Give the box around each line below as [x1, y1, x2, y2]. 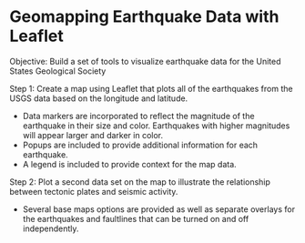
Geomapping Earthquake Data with [9, 6, 280, 27]
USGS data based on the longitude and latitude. [9, 93, 188, 104]
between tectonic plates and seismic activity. [9, 186, 178, 197]
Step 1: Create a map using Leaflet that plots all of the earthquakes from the [9, 83, 293, 94]
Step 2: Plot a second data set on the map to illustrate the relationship [9, 176, 271, 187]
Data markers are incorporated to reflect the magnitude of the [22, 110, 255, 121]
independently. [22, 223, 79, 234]
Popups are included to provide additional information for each [22, 139, 258, 150]
